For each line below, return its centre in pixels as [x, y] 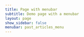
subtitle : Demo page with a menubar [42, 14]
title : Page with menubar [31, 9]
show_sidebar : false [26, 23]
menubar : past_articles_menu [34, 27]
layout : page [18, 18]
